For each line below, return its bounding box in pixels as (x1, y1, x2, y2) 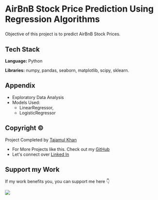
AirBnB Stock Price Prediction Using (5, 3, 154, 15)
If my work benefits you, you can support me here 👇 (5, 179, 110, 184)
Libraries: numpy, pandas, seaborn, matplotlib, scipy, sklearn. (5, 67, 129, 73)
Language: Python (5, 58, 43, 64)
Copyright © (5, 124, 44, 132)
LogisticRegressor (19, 110, 56, 116)
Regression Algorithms (5, 14, 100, 25)
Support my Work (5, 165, 60, 173)
